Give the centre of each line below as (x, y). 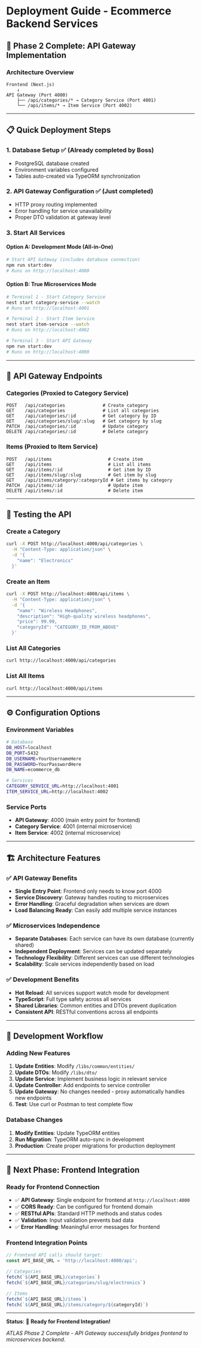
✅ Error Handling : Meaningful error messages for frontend (87, 1227)
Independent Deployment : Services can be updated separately (93, 951)
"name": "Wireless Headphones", (57, 611)
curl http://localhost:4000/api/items (54, 688)
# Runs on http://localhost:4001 (48, 308)
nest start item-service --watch (48, 324)
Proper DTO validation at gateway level (63, 217)
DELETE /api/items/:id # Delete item (75, 491)
